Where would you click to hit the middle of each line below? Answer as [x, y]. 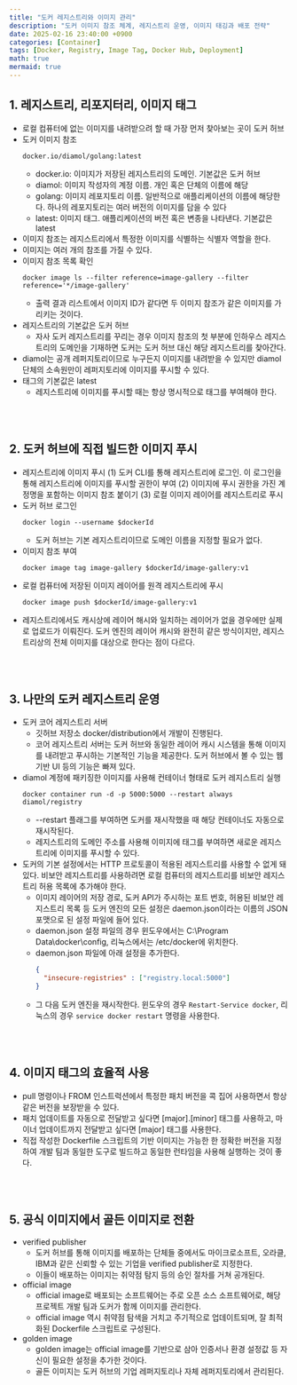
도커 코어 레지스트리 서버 [65, 722]
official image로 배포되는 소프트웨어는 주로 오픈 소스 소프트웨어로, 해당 [158, 1295]
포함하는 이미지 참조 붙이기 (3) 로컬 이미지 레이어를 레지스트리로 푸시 [164, 495]
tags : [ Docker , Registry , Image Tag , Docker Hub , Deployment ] [126, 51]
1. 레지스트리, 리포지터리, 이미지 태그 [103, 105]
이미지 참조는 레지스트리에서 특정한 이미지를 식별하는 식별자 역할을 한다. [146, 238]
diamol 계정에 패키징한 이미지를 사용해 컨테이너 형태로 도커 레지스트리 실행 [151, 778]
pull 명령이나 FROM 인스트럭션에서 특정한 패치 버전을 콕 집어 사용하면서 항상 [154, 1096]
